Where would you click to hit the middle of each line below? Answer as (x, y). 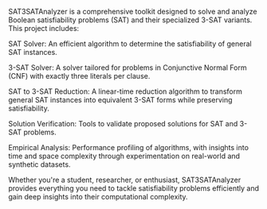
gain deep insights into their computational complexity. (98, 197)
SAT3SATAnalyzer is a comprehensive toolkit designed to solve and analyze (133, 12)
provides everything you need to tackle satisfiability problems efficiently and (133, 188)
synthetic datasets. (39, 164)
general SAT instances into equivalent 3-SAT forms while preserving (120, 100)
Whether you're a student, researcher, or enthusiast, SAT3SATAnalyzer (125, 180)
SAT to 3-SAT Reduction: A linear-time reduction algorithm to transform (126, 91)
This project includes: (44, 28)
